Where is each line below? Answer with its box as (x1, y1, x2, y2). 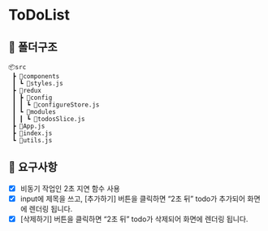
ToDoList (8, 6, 71, 24)
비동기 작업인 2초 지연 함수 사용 (19, 183, 120, 193)
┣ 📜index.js (11, 129, 53, 137)
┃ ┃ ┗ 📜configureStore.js (11, 101, 100, 109)
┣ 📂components (11, 72, 60, 81)
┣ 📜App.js (11, 122, 45, 130)
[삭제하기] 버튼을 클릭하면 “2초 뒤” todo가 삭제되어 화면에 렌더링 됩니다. (19, 214, 249, 224)
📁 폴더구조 (8, 40, 58, 54)
